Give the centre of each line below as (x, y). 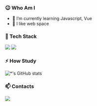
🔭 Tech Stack (21, 36)
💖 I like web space (30, 24)
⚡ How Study (21, 61)
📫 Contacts (20, 86)
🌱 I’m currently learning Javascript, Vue (52, 19)
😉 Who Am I (20, 8)
